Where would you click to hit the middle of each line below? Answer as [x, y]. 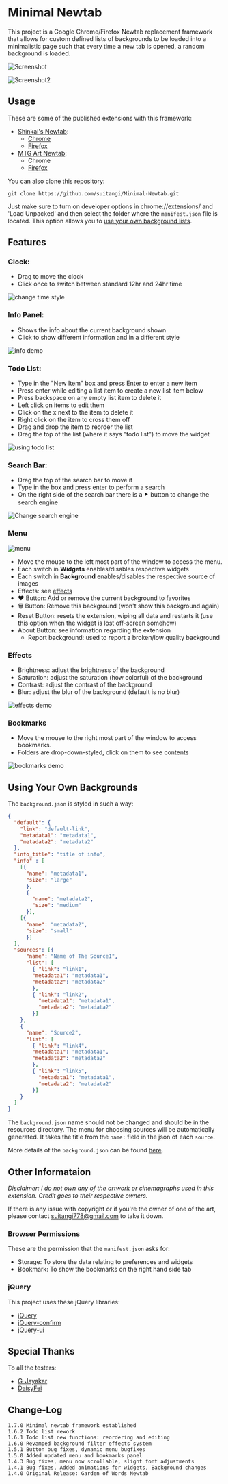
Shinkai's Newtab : [43, 131]
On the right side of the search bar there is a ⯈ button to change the [113, 495]
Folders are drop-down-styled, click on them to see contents [103, 752]
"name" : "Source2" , [53, 1032]
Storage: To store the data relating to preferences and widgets [105, 1262]
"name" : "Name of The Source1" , [72, 956]
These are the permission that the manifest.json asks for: [89, 1249]
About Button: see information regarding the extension [94, 630]
